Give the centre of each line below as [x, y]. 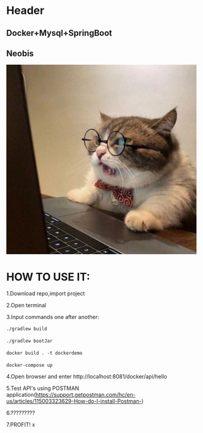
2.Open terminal [26, 305]
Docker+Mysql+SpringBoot [59, 33]
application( [21, 395]
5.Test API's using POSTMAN [43, 388]
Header [25, 11]
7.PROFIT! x [21, 425]
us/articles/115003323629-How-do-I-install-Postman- [74, 401]
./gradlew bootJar [29, 341]
